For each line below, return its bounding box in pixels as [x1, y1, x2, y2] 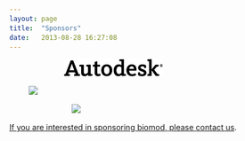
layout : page [9, 14, 58, 23]
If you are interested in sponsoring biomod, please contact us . [9, 122, 238, 133]
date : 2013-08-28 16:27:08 [9, 33, 118, 42]
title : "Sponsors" [9, 23, 82, 33]
